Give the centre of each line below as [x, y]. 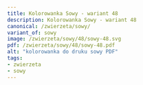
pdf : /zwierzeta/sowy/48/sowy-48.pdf [61, 45]
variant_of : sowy [32, 33]
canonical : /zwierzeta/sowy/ [49, 26]
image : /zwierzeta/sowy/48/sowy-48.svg [64, 39]
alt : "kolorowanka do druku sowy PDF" [63, 52]
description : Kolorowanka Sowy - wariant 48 [72, 20]
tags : [15, 58]
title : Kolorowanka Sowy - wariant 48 [63, 13]
